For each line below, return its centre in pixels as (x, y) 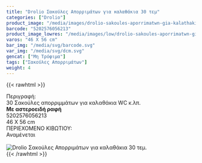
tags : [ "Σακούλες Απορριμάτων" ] (47, 62)
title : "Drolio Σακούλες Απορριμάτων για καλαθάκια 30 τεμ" (83, 12)
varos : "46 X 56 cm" (32, 40)
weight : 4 (19, 68)
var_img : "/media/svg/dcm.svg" (45, 51)
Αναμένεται (21, 135)
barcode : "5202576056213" (38, 29)
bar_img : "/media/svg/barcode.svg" (51, 46)
